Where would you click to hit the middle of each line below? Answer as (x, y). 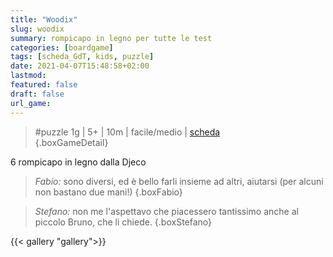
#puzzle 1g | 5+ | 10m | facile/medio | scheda (127, 132)
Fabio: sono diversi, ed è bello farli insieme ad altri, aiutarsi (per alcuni (179, 181)
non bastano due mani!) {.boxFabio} (108, 192)
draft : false (37, 94)
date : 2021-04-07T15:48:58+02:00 (80, 66)
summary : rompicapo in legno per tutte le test (111, 38)
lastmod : (28, 76)
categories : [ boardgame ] (62, 47)
